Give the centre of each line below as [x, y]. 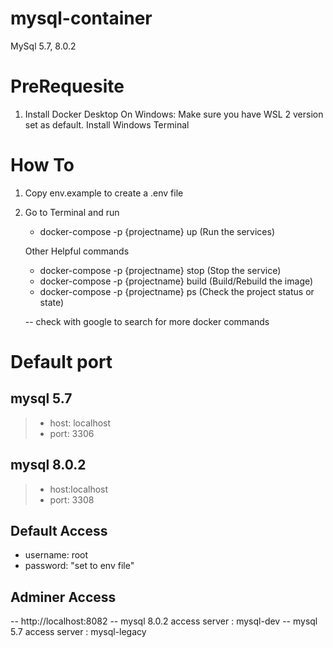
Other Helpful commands [77, 251]
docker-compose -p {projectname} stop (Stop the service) [160, 270]
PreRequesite [67, 86]
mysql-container [81, 18]
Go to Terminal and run [72, 212]
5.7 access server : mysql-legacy [78, 632]
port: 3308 [72, 499]
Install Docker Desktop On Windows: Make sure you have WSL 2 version [174, 114]
